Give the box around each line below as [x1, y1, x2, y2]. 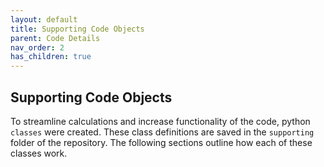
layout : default [10, 14, 78, 25]
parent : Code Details [10, 33, 101, 43]
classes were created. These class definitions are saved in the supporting [10, 126, 315, 138]
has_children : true [10, 52, 92, 62]
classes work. [10, 147, 68, 159]
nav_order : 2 [10, 42, 65, 53]
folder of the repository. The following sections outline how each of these [10, 136, 313, 148]
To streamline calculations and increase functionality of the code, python [10, 115, 311, 127]
